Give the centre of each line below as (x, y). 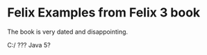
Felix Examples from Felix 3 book (104, 13)
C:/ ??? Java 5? (29, 45)
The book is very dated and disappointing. (68, 32)
